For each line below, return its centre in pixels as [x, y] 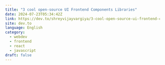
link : [11, 19]
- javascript [23, 50]
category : [15, 32]
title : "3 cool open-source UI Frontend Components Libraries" [71, 10]
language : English [24, 28]
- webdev [18, 37]
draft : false [18, 55]
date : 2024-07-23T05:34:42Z [34, 14]
